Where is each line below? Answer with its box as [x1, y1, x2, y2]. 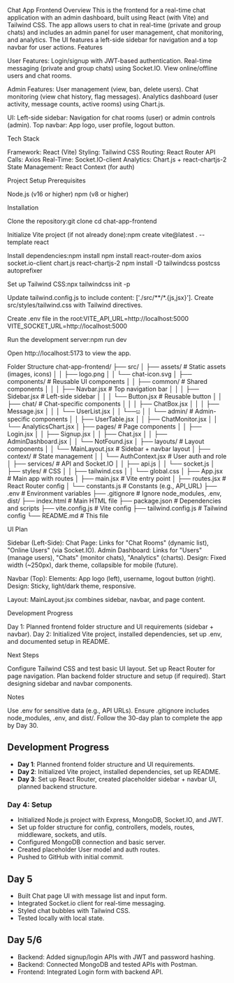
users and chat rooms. [7, 71, 72, 80]
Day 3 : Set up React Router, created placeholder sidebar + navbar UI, [17, 775, 217, 783]
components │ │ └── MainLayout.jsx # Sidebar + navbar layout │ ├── [7, 445, 211, 453]
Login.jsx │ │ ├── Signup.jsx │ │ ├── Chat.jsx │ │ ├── [7, 430, 168, 438]
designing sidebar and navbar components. [7, 680, 133, 687]
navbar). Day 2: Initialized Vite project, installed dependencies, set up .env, [7, 630, 222, 638]
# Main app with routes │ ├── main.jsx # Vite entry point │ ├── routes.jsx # [7, 475, 226, 482]
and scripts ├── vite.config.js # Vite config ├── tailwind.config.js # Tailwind [7, 504, 228, 512]
